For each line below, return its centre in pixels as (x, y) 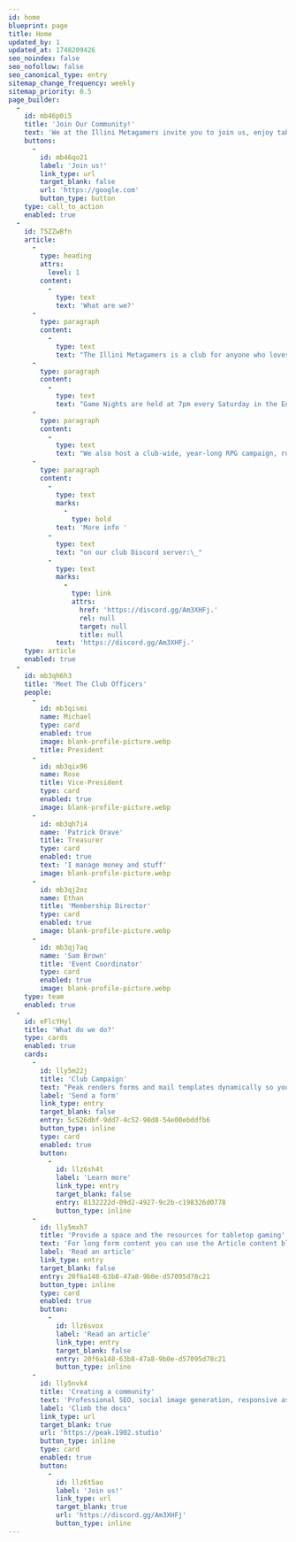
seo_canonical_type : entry (58, 75)
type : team (44, 997)
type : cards (46, 1038)
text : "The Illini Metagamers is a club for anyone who (160, 355)
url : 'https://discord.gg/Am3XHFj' (121, 1515)
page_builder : (34, 100)
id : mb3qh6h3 (48, 675)
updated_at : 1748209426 (52, 50)
